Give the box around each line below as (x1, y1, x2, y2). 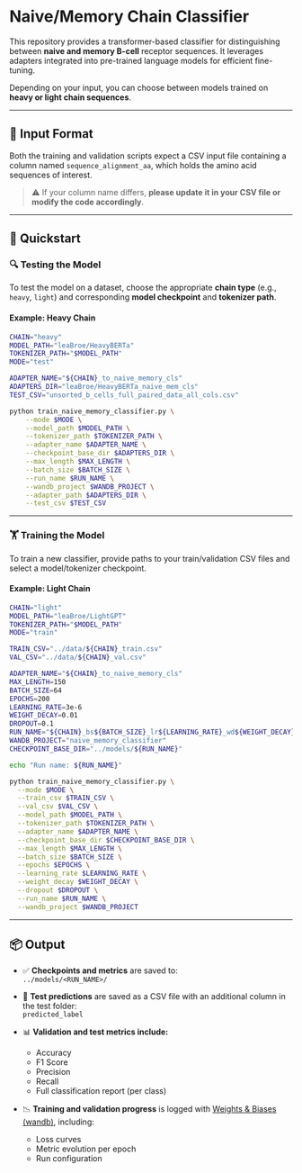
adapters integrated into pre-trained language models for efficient (9, 55, 253, 66)
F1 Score (35, 1057, 69, 1068)
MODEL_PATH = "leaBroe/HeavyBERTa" (9, 340, 135, 350)
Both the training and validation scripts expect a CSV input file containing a (9, 150, 287, 161)
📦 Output (9, 937, 66, 952)
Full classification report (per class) (35, 1086, 167, 1096)
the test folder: (22, 1001, 77, 1012)
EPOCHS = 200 (9, 694, 50, 703)
